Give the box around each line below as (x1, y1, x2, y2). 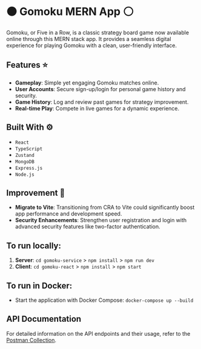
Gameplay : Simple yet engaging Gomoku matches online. (15, 79, 159, 86)
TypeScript (15, 146, 43, 152)
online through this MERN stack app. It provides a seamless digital (6, 35, 171, 42)
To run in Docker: (6, 280, 73, 290)
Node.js (15, 171, 35, 178)
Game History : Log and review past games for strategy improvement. (15, 98, 189, 106)
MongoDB (15, 158, 35, 165)
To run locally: (6, 240, 62, 251)
